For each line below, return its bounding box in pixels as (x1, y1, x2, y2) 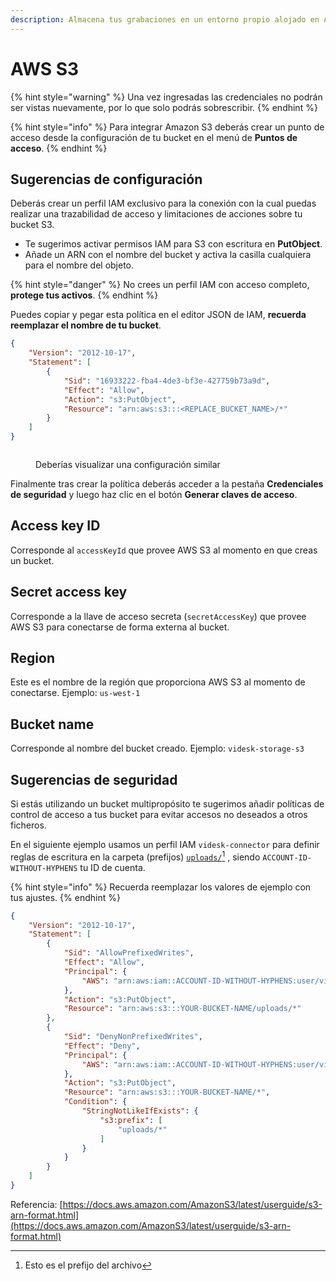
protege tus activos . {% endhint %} (10, 289, 159, 301)
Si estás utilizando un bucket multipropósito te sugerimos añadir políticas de (10, 798, 325, 810)
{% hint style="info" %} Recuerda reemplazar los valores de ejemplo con (10, 881, 312, 893)
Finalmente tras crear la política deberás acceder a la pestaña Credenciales (10, 478, 324, 490)
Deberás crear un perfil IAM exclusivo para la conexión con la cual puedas (10, 197, 317, 210)
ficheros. (10, 819, 47, 831)
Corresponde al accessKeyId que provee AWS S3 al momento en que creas (10, 544, 318, 556)
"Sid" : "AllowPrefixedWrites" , (63, 948, 195, 958)
